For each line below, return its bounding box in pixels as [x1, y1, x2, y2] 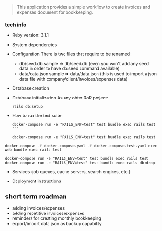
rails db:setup [12, 104, 43, 109]
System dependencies [12, 42, 57, 48]
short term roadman [5, 192, 67, 200]
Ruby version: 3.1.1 [12, 33, 49, 38]
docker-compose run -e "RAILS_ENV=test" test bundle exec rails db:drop [5, 160, 155, 165]
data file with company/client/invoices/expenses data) [19, 76, 128, 82]
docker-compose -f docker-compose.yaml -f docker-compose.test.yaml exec [5, 143, 158, 148]
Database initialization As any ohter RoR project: [12, 95, 108, 101]
